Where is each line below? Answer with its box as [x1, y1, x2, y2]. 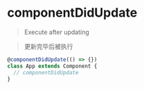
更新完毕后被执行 [24, 42, 73, 50]
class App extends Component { [7, 63, 98, 70]
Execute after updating [24, 28, 90, 36]
